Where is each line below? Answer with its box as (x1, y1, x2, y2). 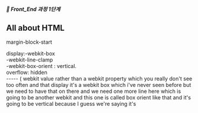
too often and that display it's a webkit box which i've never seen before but (6, 82, 191, 89)
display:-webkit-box (6, 50, 55, 57)
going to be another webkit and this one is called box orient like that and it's (6, 94, 191, 101)
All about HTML (6, 22, 65, 33)
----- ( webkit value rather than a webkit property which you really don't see (6, 75, 193, 82)
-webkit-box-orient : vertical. (6, 63, 77, 70)
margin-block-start (6, 38, 52, 46)
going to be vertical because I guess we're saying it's (6, 101, 136, 108)
